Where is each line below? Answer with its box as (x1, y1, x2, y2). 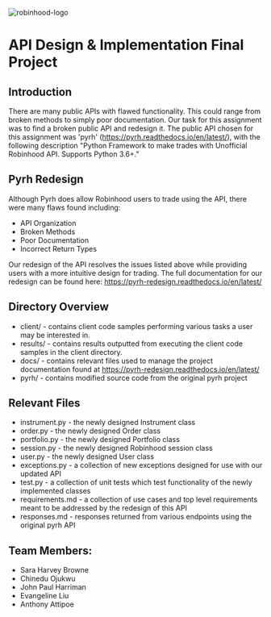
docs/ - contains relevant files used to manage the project (19, 356, 214, 365)
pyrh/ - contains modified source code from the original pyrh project (19, 373, 248, 382)
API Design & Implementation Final (8, 36, 244, 54)
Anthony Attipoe (19, 599, 74, 609)
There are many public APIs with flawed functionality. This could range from (8, 106, 261, 116)
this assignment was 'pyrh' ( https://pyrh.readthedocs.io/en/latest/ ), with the (8, 132, 261, 141)
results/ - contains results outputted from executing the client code (19, 339, 244, 348)
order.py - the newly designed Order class (19, 426, 161, 436)
